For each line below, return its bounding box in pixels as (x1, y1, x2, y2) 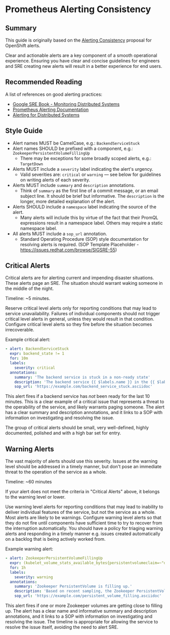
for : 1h (10, 565, 26, 570)
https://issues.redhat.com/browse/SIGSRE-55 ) (20, 247, 117, 253)
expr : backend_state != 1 (10, 351, 65, 356)
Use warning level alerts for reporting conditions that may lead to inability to (5, 504, 163, 510)
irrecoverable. (5, 327, 34, 333)
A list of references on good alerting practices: (5, 91, 103, 97)
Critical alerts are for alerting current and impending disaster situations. (5, 275, 154, 281)
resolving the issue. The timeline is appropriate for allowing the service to (5, 619, 158, 624)
